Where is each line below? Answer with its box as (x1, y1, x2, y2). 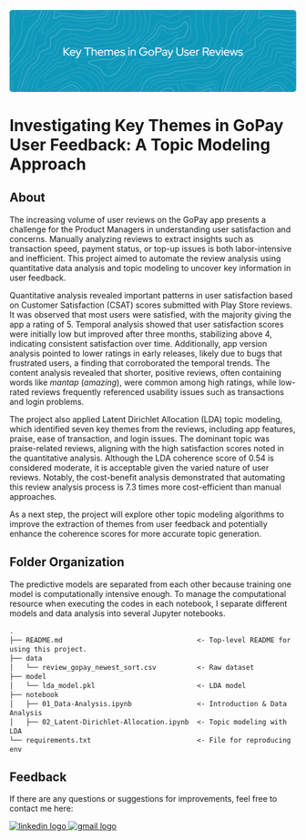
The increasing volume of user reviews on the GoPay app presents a (9, 214, 267, 225)
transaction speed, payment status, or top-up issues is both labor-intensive (9, 243, 292, 254)
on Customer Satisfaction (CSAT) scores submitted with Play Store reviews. (9, 299, 293, 310)
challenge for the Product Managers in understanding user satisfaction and (9, 224, 291, 235)
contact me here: (9, 803, 74, 815)
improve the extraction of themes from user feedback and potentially (9, 518, 269, 529)
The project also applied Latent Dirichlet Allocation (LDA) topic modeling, (9, 413, 283, 424)
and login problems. (9, 396, 85, 407)
